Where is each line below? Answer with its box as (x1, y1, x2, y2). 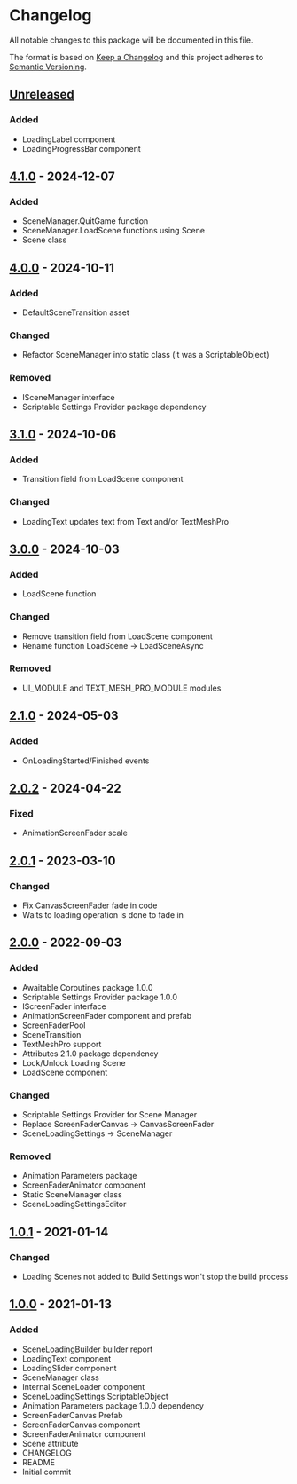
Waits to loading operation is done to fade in (21, 909, 184, 920)
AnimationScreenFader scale (21, 827, 129, 839)
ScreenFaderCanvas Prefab (21, 1409, 123, 1420)
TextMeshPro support (21, 1038, 102, 1049)
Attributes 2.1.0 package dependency (21, 1048, 159, 1059)
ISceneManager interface (21, 391, 115, 402)
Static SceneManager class (21, 1189, 122, 1200)
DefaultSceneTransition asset (21, 307, 130, 318)
